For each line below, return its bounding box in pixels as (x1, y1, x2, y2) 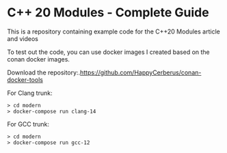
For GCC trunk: (7, 120, 50, 128)
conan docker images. (7, 55, 70, 63)
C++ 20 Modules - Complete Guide (7, 5, 210, 20)
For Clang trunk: (7, 89, 53, 97)
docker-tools (7, 75, 43, 83)
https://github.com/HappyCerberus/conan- (79, 68, 202, 76)
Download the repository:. (7, 68, 81, 76)
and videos (7, 34, 39, 42)
